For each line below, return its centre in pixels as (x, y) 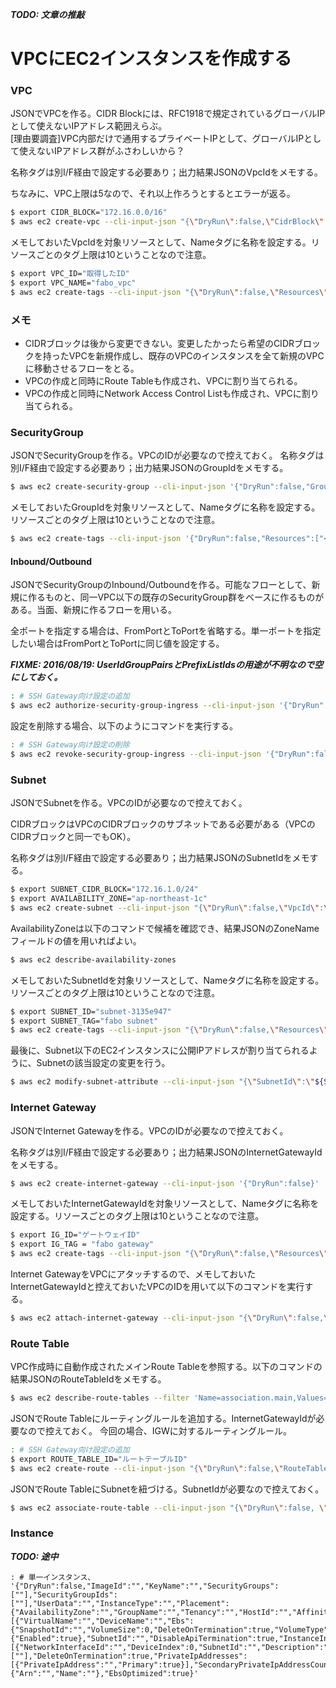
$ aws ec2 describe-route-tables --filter (100, 1398)
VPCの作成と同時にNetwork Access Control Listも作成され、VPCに (163, 394)
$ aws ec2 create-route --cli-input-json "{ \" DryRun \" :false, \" (147, 1468)
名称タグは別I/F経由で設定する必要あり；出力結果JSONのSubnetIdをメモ (160, 858)
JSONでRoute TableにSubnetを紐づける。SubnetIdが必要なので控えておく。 (167, 1489)
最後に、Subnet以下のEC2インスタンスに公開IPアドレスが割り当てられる (160, 1050)
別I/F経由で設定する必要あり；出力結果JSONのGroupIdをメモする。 (149, 468)
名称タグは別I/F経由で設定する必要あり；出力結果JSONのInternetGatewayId (166, 1152)
